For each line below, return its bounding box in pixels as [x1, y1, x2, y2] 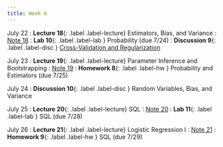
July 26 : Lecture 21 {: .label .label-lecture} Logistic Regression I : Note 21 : [7, 125, 216, 133]
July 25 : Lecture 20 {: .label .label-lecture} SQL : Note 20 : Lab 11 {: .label [7, 105, 212, 113]
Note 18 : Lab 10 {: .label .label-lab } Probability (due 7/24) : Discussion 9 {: [7, 36, 216, 44]
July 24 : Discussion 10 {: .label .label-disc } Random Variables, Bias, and [7, 84, 213, 92]
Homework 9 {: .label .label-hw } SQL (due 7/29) [7, 133, 143, 141]
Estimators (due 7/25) [7, 71, 68, 79]
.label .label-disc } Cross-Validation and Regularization [7, 43, 161, 51]
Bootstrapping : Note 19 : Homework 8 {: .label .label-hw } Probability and [7, 64, 213, 72]
